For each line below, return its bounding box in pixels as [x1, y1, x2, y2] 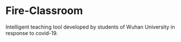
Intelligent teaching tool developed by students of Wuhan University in [5, 23, 175, 30]
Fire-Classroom [5, 4, 83, 17]
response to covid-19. [5, 29, 58, 36]
